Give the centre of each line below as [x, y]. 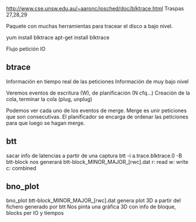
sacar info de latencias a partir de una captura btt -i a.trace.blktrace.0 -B [94, 156]
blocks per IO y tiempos [35, 213]
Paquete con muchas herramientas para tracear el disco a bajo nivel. [89, 26]
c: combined [21, 168]
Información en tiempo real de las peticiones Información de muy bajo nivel [97, 81]
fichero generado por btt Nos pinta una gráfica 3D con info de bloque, [91, 207]
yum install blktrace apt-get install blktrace [58, 37]
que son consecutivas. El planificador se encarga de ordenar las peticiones [97, 116]
